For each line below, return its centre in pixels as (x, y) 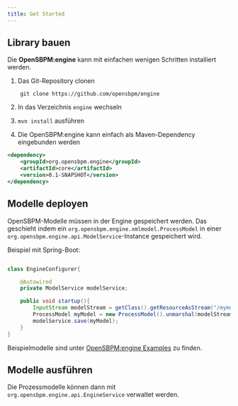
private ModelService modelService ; (74, 288)
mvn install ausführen (51, 121)
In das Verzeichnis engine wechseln (70, 107)
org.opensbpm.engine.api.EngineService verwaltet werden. (93, 395)
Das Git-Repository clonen (56, 81)
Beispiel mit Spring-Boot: (44, 250)
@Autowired (36, 282)
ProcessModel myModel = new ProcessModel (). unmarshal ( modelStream (133, 314)
